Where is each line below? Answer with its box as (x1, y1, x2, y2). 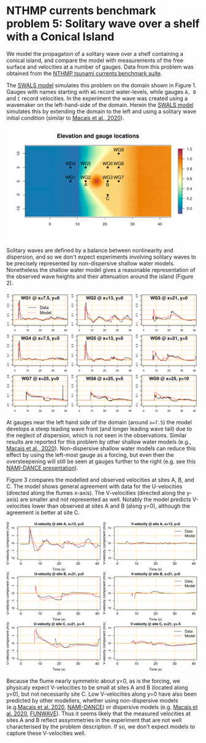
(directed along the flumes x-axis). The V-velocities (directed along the (6, 489, 186, 496)
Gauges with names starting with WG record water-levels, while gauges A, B (6, 88, 196, 95)
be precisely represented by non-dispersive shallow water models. (6, 259, 175, 267)
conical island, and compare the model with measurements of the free (6, 56, 184, 64)
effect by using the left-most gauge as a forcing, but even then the (6, 451, 175, 458)
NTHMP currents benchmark (6, 4, 156, 18)
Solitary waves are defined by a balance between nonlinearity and (6, 246, 174, 254)
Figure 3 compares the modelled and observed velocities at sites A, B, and (6, 476, 194, 483)
